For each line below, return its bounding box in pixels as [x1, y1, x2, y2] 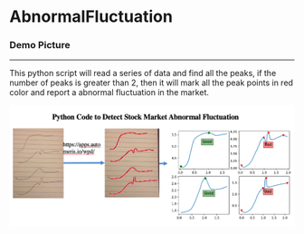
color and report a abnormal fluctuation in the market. [9, 87, 210, 98]
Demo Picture [9, 39, 71, 52]
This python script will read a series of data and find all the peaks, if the [9, 68, 277, 79]
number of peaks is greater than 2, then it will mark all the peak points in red [9, 77, 294, 88]
